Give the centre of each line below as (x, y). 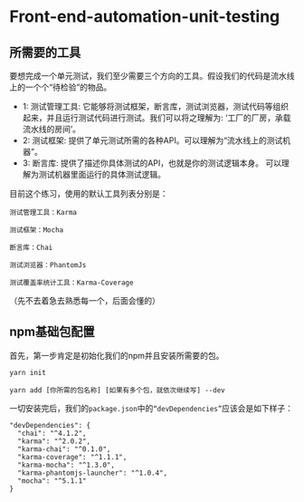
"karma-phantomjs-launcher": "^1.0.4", (93, 473)
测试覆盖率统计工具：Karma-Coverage (71, 283)
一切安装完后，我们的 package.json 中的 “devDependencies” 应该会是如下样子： (152, 408)
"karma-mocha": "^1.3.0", (66, 465)
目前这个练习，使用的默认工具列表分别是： (89, 193)
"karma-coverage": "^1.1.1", (72, 457)
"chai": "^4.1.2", (52, 433)
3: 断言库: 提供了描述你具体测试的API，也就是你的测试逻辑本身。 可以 (152, 163)
